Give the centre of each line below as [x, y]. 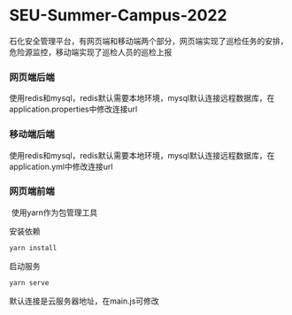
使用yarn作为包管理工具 [54, 212]
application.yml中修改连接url [61, 166]
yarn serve [29, 283]
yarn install [33, 248]
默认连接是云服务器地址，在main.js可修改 [84, 301]
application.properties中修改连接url [73, 109]
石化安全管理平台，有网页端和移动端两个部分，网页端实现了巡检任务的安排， [149, 41]
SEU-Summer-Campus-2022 [118, 15]
